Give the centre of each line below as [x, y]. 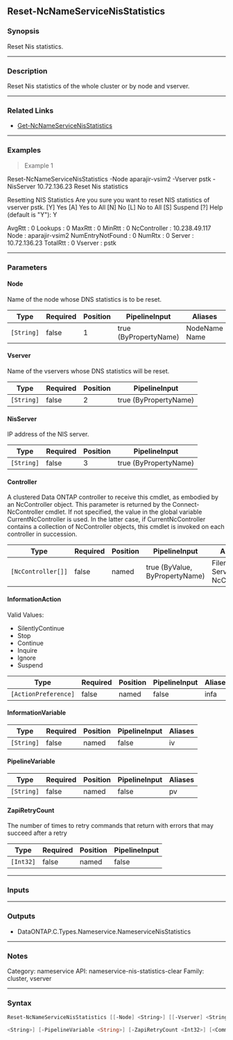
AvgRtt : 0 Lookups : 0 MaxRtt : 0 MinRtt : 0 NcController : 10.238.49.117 [109, 228]
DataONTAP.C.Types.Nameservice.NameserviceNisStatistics [104, 932]
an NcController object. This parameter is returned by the [89, 505]
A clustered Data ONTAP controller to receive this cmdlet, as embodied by [113, 497]
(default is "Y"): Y [32, 214]
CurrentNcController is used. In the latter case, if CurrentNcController [106, 519]
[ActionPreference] [43, 694]
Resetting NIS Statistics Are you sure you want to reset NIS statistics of [109, 200]
